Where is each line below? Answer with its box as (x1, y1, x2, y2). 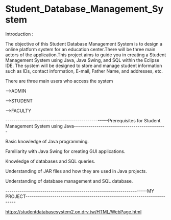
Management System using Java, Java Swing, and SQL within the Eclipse (5, 57, 160, 63)
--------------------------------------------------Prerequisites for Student (5, 117, 161, 123)
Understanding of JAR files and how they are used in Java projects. (5, 168, 147, 174)
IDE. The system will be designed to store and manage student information (5, 62, 162, 69)
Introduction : (5, 31, 34, 37)
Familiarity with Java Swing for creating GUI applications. (5, 148, 126, 154)
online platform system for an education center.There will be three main (5, 46, 156, 52)
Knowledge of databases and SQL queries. (5, 158, 95, 164)
